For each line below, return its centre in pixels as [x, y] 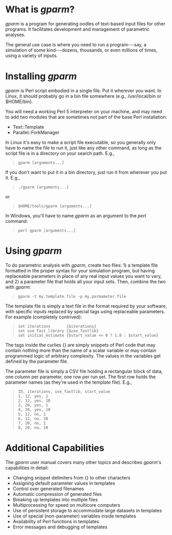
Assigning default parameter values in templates [64, 483]
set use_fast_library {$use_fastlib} [58, 331]
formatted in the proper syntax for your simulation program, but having [80, 271]
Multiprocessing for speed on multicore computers [66, 505]
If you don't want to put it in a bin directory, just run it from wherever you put [86, 172]
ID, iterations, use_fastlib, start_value [64, 391]
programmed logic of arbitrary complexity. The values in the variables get [83, 355]
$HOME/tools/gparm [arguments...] [55, 206]
